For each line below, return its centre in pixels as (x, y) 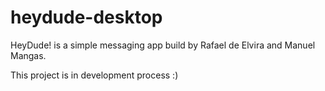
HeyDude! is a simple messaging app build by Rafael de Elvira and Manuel (163, 45)
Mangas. (28, 55)
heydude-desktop (86, 17)
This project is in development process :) (94, 75)
